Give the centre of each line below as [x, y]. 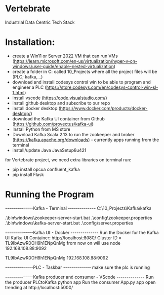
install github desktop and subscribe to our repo [61, 103]
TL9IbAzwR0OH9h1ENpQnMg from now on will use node [63, 243]
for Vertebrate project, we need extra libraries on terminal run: [68, 160]
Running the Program [50, 195]
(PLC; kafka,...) [27, 76]
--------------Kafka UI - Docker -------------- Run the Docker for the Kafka [82, 232]
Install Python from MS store [41, 129]
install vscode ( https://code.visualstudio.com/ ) [60, 98]
